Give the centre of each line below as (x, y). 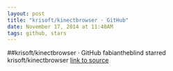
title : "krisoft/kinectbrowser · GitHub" (68, 20)
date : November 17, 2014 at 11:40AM (60, 26)
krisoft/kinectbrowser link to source (58, 61)
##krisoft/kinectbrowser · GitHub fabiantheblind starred (87, 53)
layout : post (26, 14)
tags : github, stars (37, 33)
